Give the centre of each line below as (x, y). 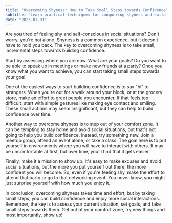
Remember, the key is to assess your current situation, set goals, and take (83, 204)
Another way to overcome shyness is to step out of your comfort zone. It (82, 124)
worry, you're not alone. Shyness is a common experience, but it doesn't (82, 40)
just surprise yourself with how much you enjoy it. (58, 183)
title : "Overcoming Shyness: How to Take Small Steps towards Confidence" (87, 10)
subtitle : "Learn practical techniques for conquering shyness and (79, 15)
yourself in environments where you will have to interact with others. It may (84, 146)
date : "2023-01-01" (26, 20)
